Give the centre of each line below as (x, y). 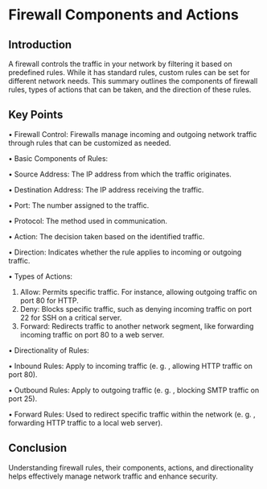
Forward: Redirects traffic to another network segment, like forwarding (137, 326)
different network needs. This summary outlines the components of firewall (133, 81)
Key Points (36, 115)
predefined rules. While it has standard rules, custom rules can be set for (129, 73)
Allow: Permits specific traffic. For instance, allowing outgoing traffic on (138, 292)
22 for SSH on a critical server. (71, 317)
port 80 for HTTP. (49, 300)
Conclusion (38, 448)
